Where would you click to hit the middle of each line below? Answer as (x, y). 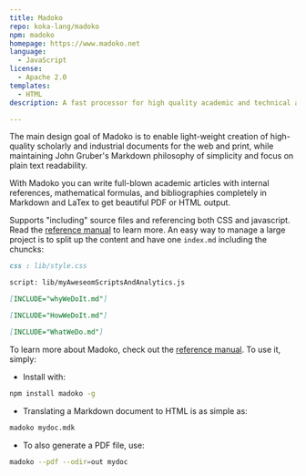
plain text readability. (49, 166)
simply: (23, 359)
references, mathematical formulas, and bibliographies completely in (138, 193)
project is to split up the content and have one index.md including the (138, 240)
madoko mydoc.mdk (42, 428)
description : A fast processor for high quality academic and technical (150, 103)
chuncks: (26, 249)
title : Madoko (36, 18)
